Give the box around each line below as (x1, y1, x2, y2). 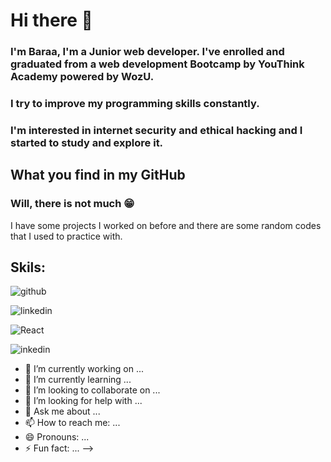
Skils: (10, 259, 47, 276)
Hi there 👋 (10, 9, 93, 32)
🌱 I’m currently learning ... (24, 374, 132, 386)
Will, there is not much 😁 (10, 197, 135, 211)
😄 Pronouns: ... (24, 431, 90, 443)
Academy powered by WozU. (10, 70, 155, 84)
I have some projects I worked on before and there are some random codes (10, 219, 322, 231)
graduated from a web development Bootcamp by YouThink (10, 57, 305, 71)
